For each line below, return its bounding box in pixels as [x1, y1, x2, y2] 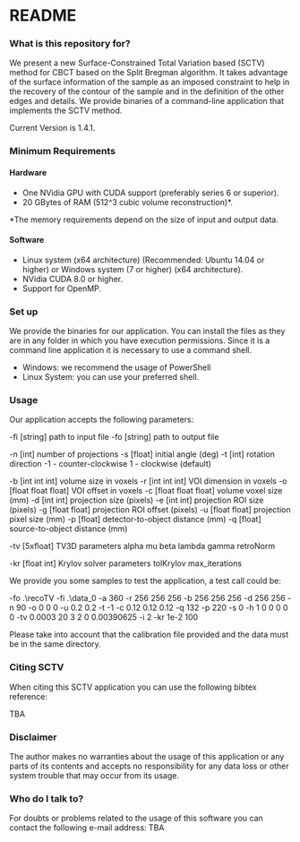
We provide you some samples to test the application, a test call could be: [9, 575, 282, 587]
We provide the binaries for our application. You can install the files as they [9, 326, 286, 337]
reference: [9, 691, 47, 701]
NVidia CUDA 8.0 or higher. [21, 273, 124, 284]
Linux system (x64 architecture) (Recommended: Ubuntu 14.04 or [21, 254, 265, 265]
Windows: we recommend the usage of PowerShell [21, 362, 211, 373]
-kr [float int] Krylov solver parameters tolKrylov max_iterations [9, 558, 243, 569]
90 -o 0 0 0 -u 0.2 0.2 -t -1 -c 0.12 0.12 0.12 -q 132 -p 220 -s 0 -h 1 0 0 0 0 [16, 602, 288, 614]
